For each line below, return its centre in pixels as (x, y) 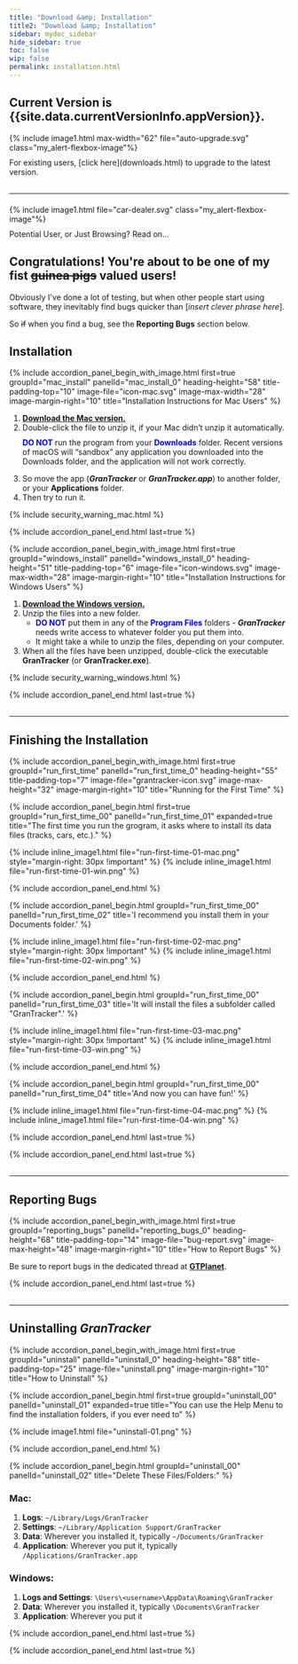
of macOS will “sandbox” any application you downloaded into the (143, 452)
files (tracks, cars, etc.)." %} (61, 836)
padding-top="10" (42, 392)
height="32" (32, 789)
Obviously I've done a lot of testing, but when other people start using (137, 297)
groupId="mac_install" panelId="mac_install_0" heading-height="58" (135, 382)
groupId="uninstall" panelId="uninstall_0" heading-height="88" (125, 1359)
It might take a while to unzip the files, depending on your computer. (160, 642)
